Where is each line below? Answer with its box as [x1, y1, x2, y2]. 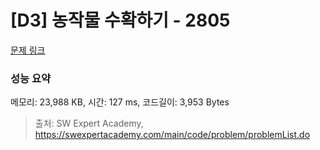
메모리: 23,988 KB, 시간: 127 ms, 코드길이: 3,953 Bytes [10, 96, 230, 108]
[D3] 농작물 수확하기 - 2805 [10, 9, 231, 32]
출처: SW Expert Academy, [34, 117, 144, 130]
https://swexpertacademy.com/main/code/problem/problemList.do [34, 129, 311, 141]
